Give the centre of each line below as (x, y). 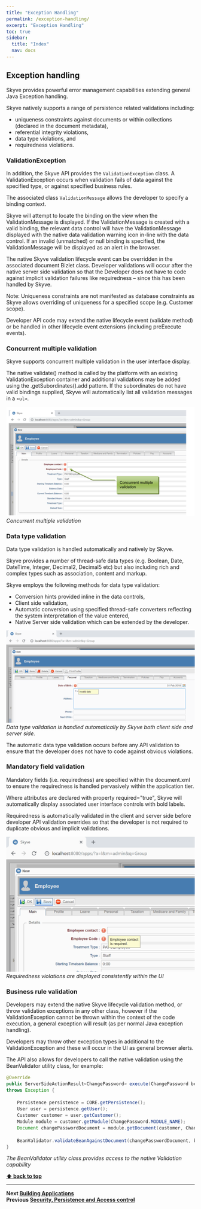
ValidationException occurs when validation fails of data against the (89, 179)
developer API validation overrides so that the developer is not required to (97, 822)
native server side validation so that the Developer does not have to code (96, 272)
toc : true (19, 32)
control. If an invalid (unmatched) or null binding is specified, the (86, 241)
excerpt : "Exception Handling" (45, 25)
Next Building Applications (40, 1193)
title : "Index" (31, 44)
